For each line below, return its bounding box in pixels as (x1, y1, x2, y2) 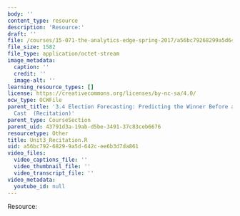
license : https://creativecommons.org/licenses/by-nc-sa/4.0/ (7, 90, 196, 97)
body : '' (7, 10, 34, 18)
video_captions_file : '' (14, 156, 88, 164)
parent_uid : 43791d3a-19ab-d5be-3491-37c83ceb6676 (7, 123, 161, 130)
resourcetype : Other (7, 130, 69, 137)
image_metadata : (7, 57, 56, 64)
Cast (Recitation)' (14, 110, 75, 117)
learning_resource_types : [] (7, 83, 94, 91)
